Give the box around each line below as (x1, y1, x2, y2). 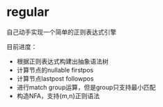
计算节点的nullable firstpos (16, 66, 94, 74)
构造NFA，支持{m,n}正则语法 (16, 91, 100, 100)
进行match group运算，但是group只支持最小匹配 (16, 83, 156, 91)
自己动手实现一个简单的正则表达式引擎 (6, 28, 116, 36)
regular (6, 4, 49, 20)
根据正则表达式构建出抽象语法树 (16, 57, 109, 66)
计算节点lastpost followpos (16, 74, 94, 83)
